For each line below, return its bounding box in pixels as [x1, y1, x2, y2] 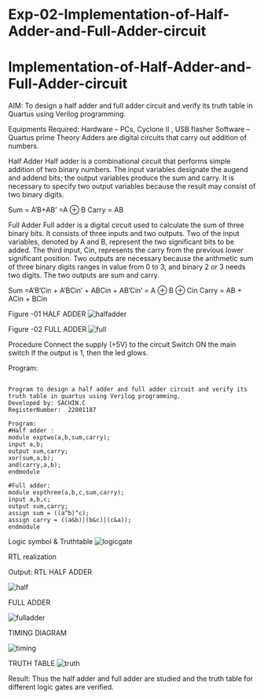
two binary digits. [8, 190, 64, 200]
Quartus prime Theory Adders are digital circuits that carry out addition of [8, 133, 247, 142]
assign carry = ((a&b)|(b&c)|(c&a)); [8, 517, 132, 524]
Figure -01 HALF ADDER [8, 309, 86, 319]
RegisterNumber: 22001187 [8, 407, 97, 414]
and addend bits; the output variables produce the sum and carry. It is [8, 173, 234, 182]
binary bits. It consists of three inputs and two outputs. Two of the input [8, 229, 240, 238]
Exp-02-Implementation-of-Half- [8, 6, 230, 24]
